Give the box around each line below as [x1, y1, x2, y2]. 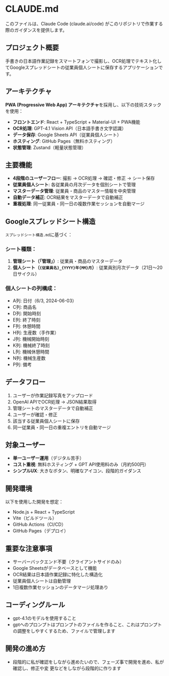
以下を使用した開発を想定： [5, 499, 64, 505]
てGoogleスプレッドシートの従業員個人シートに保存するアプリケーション [5, 64, 159, 70]
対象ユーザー [5, 440, 46, 449]
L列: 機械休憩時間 [12, 348, 49, 355]
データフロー [5, 378, 46, 387]
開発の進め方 [5, 644, 46, 653]
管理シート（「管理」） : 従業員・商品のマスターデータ [12, 258, 123, 264]
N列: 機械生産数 [12, 355, 46, 361]
